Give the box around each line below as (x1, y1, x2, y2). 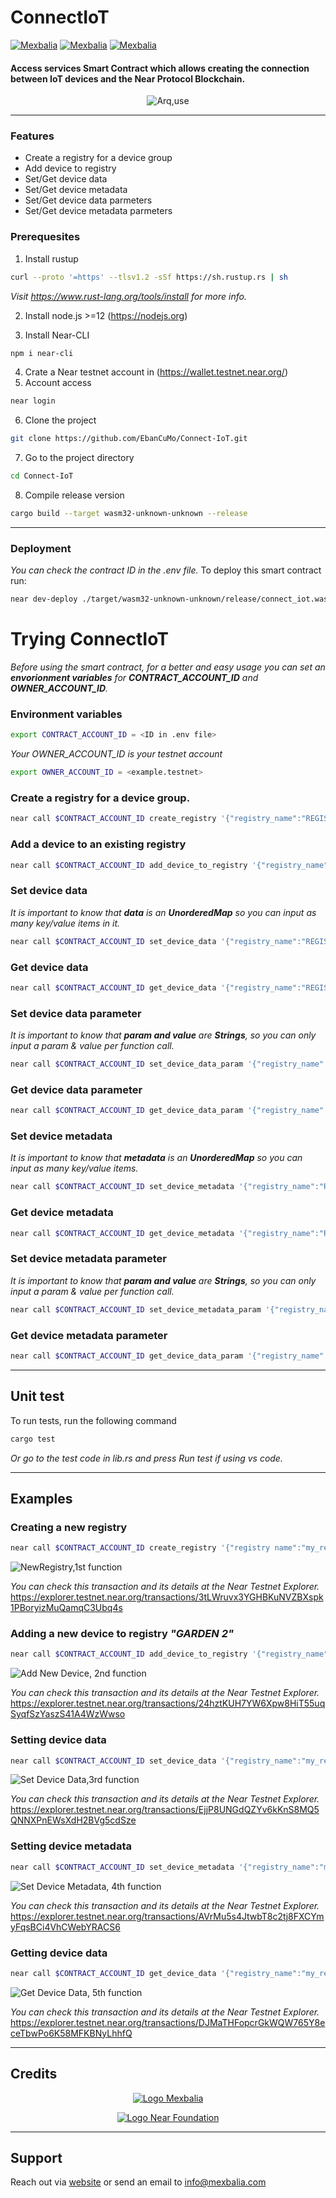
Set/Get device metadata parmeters (24, 205, 173, 217)
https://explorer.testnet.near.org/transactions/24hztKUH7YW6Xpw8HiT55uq (10, 1697, 326, 1710)
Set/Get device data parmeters (24, 194, 153, 206)
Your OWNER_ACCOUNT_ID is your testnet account (10, 748, 223, 760)
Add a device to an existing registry (10, 837, 187, 851)
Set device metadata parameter (10, 1252, 167, 1266)
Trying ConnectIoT (10, 628, 169, 651)
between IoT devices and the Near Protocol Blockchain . (10, 72, 246, 85)
